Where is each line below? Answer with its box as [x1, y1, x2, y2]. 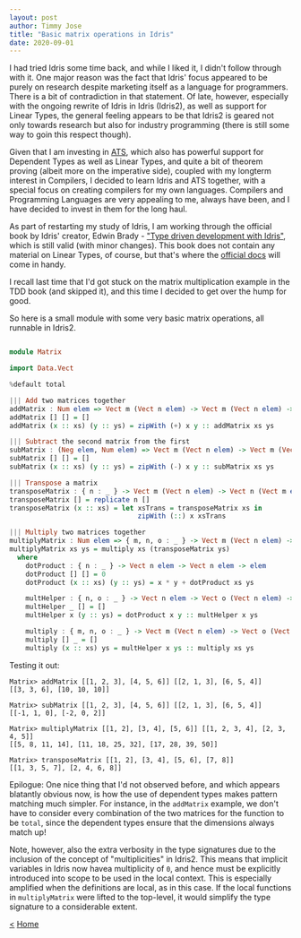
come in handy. [9, 259, 66, 270]
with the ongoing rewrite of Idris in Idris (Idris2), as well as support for [9, 100, 267, 112]
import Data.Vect [9, 364, 74, 373]
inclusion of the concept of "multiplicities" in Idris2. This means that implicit [9, 853, 288, 865]
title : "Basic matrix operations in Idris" [9, 30, 175, 39]
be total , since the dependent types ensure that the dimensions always [9, 817, 275, 828]
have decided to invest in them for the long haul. [9, 203, 188, 215]
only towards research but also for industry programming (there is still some [9, 120, 289, 131]
